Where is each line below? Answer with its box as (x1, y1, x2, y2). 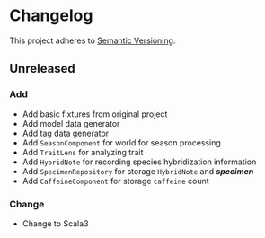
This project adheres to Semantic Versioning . (9, 35, 176, 46)
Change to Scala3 (22, 217, 89, 229)
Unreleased (9, 61, 76, 76)
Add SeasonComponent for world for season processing (22, 137, 222, 148)
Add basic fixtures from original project (22, 109, 168, 119)
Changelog (9, 5, 93, 26)
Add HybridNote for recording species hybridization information (22, 156, 257, 167)
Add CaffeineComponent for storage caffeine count (22, 175, 209, 186)
